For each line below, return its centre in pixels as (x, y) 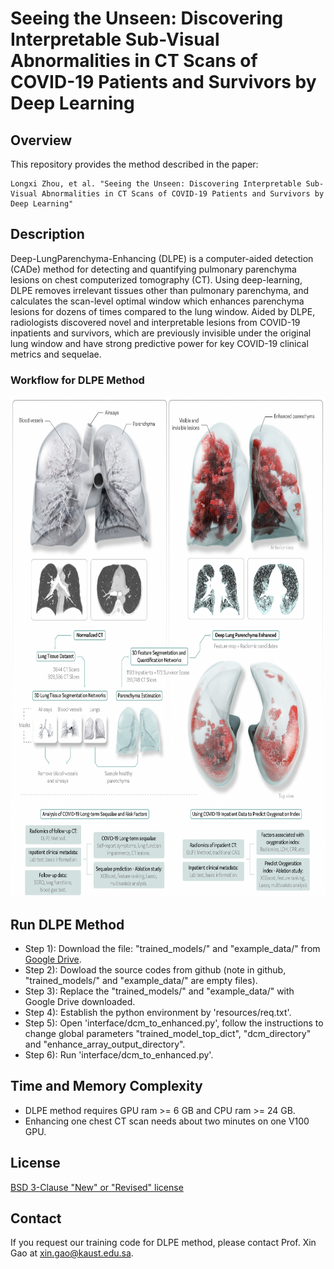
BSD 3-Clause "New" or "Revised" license (97, 1187)
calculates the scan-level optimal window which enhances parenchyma (157, 301)
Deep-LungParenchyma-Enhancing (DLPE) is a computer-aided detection (162, 258)
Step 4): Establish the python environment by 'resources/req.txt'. (158, 1012)
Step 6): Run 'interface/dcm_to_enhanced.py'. (119, 1054)
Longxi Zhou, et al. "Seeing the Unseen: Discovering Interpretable (156, 184)
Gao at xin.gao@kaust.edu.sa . (72, 1253)
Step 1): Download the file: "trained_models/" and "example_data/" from (172, 948)
